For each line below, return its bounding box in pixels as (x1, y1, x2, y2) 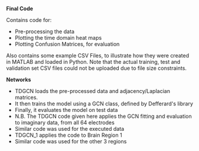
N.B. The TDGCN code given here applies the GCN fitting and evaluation (14, 113, 192, 120)
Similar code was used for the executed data (14, 126, 125, 132)
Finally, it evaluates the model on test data (14, 107, 118, 113)
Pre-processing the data (14, 28, 75, 35)
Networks (6, 76, 31, 83)
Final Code (6, 5, 34, 12)
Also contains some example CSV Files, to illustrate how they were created (6, 52, 189, 59)
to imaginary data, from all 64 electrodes (14, 119, 115, 126)
